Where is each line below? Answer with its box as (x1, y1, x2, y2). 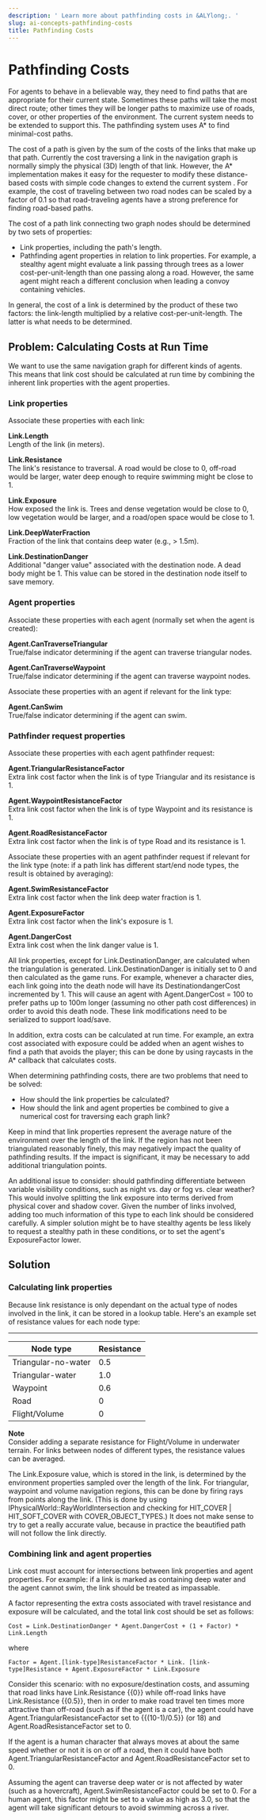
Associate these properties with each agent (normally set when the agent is (8, 615, 255, 624)
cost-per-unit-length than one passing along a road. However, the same (19, 268, 254, 278)
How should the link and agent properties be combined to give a (19, 1103, 230, 1112)
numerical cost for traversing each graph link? (19, 1112, 170, 1121)
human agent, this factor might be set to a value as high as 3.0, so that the (8, 1795, 250, 1803)
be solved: (8, 1079, 43, 1089)
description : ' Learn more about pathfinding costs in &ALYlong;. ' (8, 11, 239, 20)
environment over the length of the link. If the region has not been (8, 1136, 223, 1145)
